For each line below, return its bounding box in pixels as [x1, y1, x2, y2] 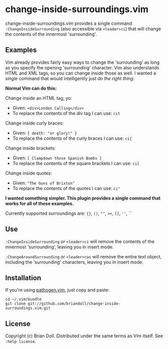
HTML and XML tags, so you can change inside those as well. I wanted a [5, 70, 156, 76]
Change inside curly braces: [5, 120, 64, 126]
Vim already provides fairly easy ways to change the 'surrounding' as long [5, 59, 160, 65]
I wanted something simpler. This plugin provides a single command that [5, 195, 160, 201]
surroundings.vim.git [5, 305, 51, 311]
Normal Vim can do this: [5, 85, 57, 91]
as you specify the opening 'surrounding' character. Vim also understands [5, 64, 159, 70]
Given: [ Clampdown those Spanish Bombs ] [12, 154, 102, 161]
